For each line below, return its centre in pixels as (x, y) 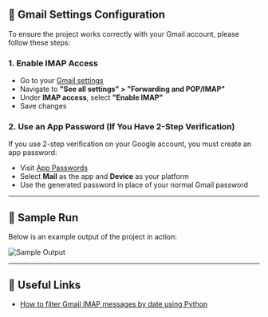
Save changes (43, 106)
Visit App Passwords (54, 168)
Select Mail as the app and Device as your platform (104, 176)
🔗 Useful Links (45, 285)
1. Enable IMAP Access (53, 63)
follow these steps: (39, 42)
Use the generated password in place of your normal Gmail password (134, 185)
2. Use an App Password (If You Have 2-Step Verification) (122, 127)
